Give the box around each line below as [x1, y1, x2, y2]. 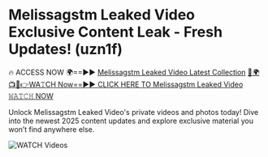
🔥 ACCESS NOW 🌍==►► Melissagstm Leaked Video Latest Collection [8, 67, 246, 77]
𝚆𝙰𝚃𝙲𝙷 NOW [8, 91, 54, 100]
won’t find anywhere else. [8, 124, 95, 134]
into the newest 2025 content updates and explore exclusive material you [8, 116, 254, 125]
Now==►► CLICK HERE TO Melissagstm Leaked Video [58, 79, 244, 89]
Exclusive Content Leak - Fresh [8, 23, 223, 41]
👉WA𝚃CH [8, 79, 57, 89]
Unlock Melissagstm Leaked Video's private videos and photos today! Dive [8, 107, 259, 117]
